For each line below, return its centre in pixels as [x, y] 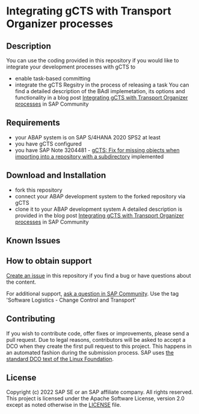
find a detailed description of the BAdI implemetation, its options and [100, 91]
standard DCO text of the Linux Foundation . [60, 359]
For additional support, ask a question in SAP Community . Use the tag [93, 293]
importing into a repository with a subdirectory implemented [89, 156]
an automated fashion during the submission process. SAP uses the [90, 352]
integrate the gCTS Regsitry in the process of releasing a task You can [102, 85]
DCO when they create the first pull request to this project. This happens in [99, 346]
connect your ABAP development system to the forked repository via [100, 196]
